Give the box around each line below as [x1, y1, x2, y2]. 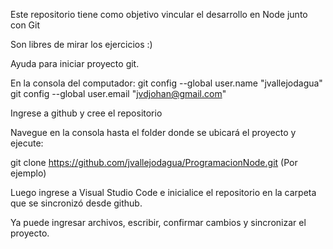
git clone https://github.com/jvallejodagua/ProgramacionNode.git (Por [10, 157, 298, 168]
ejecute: [10, 137, 44, 149]
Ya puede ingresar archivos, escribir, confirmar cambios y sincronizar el [10, 217, 307, 228]
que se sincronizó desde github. [10, 197, 143, 209]
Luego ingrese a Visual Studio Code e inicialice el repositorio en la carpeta [10, 187, 317, 198]
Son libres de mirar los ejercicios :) [10, 39, 153, 50]
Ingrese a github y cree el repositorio [10, 107, 163, 119]
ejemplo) [10, 167, 47, 179]
